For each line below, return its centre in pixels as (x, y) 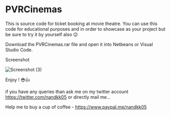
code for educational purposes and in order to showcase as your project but (86, 29)
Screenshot (17, 59)
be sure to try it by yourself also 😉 (42, 34)
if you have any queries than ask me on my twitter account (67, 91)
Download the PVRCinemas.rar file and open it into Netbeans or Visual (79, 44)
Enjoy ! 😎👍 (18, 80)
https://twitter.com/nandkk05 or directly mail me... (58, 97)
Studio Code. (19, 50)
